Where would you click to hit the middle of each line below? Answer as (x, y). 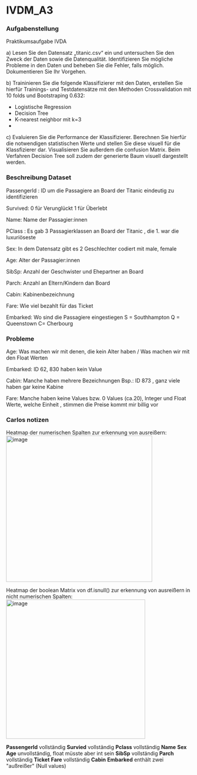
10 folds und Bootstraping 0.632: (46, 95)
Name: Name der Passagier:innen (47, 219)
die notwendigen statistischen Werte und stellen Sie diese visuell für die (93, 144)
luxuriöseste (21, 237)
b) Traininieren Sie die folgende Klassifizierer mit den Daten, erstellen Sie (95, 83)
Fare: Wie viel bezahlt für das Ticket (50, 306)
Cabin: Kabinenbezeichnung (40, 294)
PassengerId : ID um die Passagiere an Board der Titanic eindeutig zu (90, 190)
